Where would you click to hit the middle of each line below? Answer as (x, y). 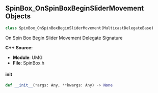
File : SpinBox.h (29, 63)
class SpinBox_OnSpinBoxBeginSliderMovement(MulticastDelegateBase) (80, 28)
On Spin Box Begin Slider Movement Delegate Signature (64, 38)
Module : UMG (28, 57)
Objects (18, 17)
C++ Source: (19, 47)
